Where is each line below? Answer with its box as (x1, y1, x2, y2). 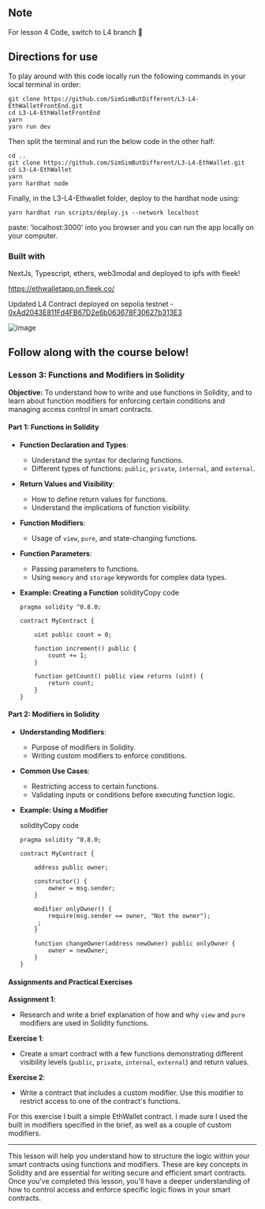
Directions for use (8, 51, 99, 64)
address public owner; (34, 863, 109, 872)
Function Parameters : (19, 549, 92, 558)
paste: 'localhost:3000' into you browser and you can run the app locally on (8, 222, 255, 232)
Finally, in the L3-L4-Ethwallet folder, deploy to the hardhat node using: (8, 193, 240, 202)
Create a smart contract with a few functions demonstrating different (19, 1049, 244, 1059)
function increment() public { (34, 644, 137, 652)
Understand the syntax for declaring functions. (31, 455, 184, 465)
